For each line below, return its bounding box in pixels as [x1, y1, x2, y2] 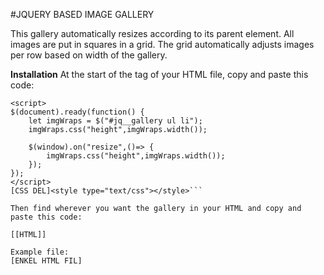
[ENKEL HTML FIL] [10, 256, 83, 266]
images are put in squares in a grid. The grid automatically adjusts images [10, 39, 315, 50]
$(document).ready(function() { [10, 107, 145, 117]
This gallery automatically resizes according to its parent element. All [10, 28, 295, 39]
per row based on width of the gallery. [10, 49, 168, 61]
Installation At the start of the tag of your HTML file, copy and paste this [10, 69, 309, 80]
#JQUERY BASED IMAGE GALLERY [10, 9, 155, 20]
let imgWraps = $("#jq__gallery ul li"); [28, 116, 203, 126]
